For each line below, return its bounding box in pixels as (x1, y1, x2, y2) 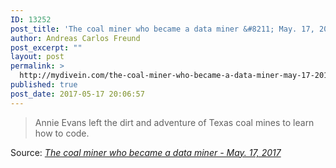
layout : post (10, 52, 65, 62)
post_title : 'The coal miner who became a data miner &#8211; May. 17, (10, 24, 315, 34)
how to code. (34, 127, 90, 139)
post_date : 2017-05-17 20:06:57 (10, 89, 145, 99)
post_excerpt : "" (10, 42, 83, 53)
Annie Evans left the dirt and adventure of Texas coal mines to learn (34, 116, 315, 128)
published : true (10, 80, 78, 90)
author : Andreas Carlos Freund (10, 33, 141, 43)
